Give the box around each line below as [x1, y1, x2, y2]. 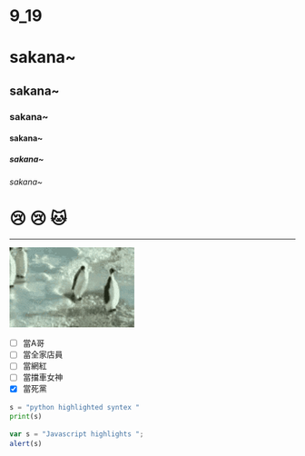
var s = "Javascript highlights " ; [9, 430, 144, 439]
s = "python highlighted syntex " [9, 402, 141, 411]
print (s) [9, 412, 43, 421]
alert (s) [9, 440, 43, 449]
